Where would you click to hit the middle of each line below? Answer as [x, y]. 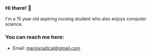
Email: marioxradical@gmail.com [46, 48]
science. [14, 24]
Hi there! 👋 [18, 8]
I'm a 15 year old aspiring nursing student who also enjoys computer [76, 19]
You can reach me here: [35, 37]
